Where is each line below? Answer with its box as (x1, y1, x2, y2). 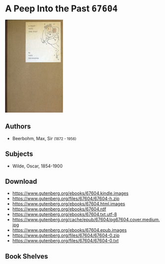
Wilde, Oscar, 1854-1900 (12, 163, 63, 169)
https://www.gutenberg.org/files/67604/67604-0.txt (12, 238, 119, 244)
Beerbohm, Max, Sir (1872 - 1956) (12, 135, 77, 141)
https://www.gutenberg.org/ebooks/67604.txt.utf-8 (12, 211, 117, 217)
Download (5, 177, 37, 186)
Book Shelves (5, 252, 48, 261)
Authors (5, 122, 31, 131)
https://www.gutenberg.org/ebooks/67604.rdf (12, 206, 106, 212)
